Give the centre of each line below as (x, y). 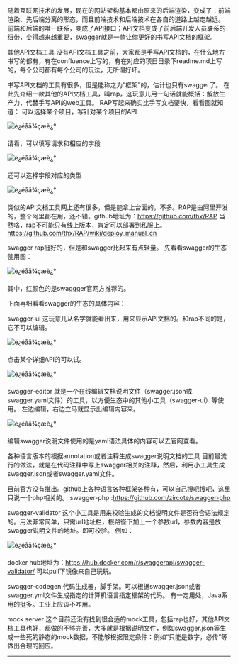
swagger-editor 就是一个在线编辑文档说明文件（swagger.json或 (100, 391)
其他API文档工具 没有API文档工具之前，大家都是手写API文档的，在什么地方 (116, 52)
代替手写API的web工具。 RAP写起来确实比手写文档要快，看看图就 (121, 103)
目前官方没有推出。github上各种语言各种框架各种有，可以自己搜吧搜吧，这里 (119, 489)
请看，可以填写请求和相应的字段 (54, 143)
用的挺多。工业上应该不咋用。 (51, 604)
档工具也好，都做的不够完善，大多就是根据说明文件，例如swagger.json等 (114, 628)
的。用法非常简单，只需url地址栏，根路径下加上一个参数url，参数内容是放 (114, 521)
